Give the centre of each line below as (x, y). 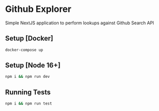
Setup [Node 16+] (33, 65)
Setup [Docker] (29, 38)
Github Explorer (38, 9)
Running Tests (28, 92)
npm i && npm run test (29, 104)
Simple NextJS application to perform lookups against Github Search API (79, 23)
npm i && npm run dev (28, 77)
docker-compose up (24, 50)
